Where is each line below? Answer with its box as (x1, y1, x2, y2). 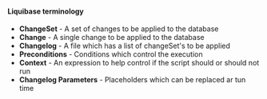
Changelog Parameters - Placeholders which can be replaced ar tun (18, 75, 246, 85)
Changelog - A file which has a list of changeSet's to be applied (18, 41, 231, 51)
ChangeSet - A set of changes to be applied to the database (18, 24, 219, 34)
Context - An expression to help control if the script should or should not (18, 58, 260, 68)
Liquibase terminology (7, 6, 85, 16)
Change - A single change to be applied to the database (18, 33, 205, 42)
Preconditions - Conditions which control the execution (18, 49, 203, 59)
